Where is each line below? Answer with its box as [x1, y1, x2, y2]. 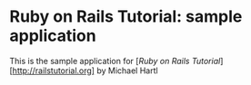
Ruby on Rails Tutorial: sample [9, 6, 243, 27]
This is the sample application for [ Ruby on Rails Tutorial [9, 55, 221, 66]
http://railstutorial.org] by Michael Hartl [12, 65, 158, 76]
